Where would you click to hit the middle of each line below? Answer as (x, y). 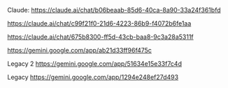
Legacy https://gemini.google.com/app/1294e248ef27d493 (93, 77)
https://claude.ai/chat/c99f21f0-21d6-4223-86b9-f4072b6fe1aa (99, 23)
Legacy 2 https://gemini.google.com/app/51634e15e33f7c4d (94, 64)
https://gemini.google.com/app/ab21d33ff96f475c (80, 50)
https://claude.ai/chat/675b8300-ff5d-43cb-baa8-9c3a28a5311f (100, 37)
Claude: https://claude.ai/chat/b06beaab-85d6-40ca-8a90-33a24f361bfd (114, 10)
